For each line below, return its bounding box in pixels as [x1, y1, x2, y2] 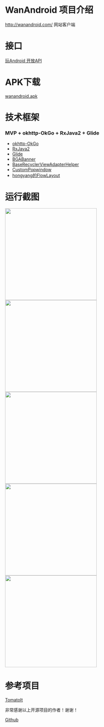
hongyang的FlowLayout [12, 172, 60, 179]
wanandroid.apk [5, 93, 38, 99]
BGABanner [12, 156, 36, 162]
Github [5, 717, 19, 723]
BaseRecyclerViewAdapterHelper [12, 162, 79, 167]
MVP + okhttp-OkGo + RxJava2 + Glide [5, 129, 100, 136]
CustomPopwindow [12, 167, 52, 173]
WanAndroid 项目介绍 [5, 4, 94, 16]
